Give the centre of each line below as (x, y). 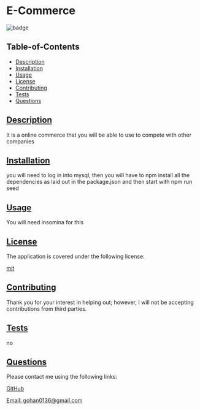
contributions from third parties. (47, 309)
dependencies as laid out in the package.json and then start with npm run (99, 182)
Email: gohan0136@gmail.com (44, 401)
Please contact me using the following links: (62, 377)
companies (21, 141)
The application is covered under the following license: (76, 256)
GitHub (15, 389)
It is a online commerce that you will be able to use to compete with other (99, 135)
